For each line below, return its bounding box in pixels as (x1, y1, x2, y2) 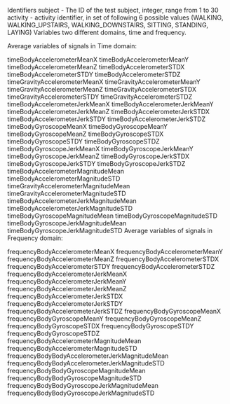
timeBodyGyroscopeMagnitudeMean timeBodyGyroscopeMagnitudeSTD (7, 211, 218, 220)
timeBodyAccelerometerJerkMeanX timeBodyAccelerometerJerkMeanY (7, 100, 214, 108)
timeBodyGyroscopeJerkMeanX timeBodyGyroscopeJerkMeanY (7, 145, 194, 153)
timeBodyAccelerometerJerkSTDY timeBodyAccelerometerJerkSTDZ (7, 115, 206, 123)
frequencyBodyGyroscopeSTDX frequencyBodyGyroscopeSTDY (7, 322, 194, 330)
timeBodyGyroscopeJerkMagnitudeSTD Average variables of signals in (7, 227, 212, 235)
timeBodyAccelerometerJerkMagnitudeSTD (7, 204, 133, 212)
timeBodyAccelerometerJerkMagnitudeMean (7, 197, 137, 205)
